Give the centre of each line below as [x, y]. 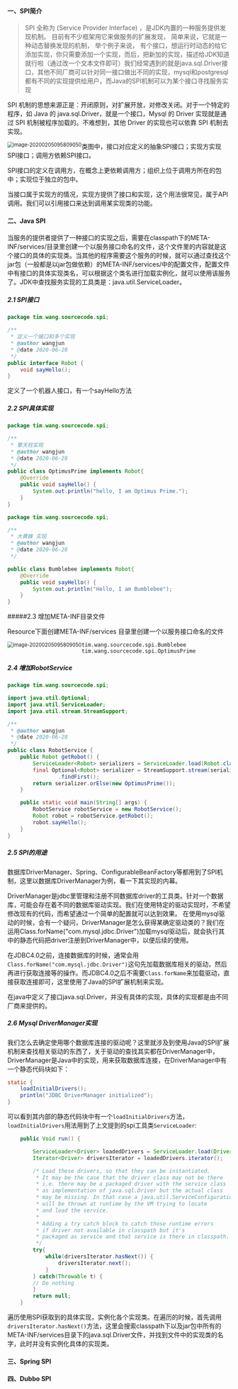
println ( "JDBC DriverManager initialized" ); [87, 1096]
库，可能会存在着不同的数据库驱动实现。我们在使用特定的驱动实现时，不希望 [119, 904]
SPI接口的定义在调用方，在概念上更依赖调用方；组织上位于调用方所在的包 [114, 171]
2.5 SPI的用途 [27, 853]
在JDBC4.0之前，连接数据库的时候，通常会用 [73, 955]
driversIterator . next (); [95, 1263]
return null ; [52, 1296]
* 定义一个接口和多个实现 [43, 337]
